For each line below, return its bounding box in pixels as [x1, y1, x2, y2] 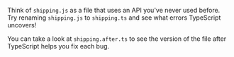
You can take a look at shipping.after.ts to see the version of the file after [7, 34, 227, 43]
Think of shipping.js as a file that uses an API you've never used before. [7, 6, 221, 14]
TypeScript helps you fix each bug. [7, 42, 110, 50]
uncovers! [7, 21, 37, 29]
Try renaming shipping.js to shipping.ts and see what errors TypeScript [7, 13, 221, 22]
